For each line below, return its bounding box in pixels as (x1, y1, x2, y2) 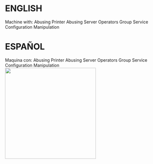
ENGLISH (5, 3, 43, 14)
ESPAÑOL (5, 41, 45, 52)
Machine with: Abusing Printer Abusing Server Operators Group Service (5, 19, 149, 25)
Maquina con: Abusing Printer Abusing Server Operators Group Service (5, 57, 148, 63)
